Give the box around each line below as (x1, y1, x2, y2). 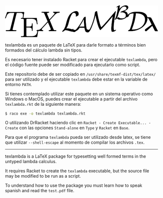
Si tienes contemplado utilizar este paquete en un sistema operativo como (5, 91, 153, 97)
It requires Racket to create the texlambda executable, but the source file (5, 168, 149, 174)
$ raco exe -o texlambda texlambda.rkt (5, 111, 86, 116)
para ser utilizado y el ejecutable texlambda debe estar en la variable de (5, 76, 148, 82)
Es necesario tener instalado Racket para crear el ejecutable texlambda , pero (5, 56, 158, 62)
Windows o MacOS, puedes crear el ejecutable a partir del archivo (5, 96, 138, 102)
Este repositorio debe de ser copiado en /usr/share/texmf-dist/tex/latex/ (5, 71, 156, 77)
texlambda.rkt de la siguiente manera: (5, 101, 81, 107)
